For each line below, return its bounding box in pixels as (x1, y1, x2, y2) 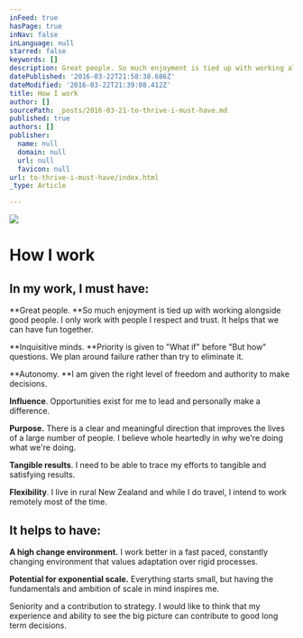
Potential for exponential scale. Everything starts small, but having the (9, 573, 273, 584)
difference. (9, 406, 50, 417)
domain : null (17, 147, 67, 156)
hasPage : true (9, 22, 63, 31)
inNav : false (9, 30, 59, 39)
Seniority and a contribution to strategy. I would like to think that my (9, 600, 261, 611)
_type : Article (9, 182, 67, 191)
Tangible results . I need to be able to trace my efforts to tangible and (9, 460, 267, 471)
